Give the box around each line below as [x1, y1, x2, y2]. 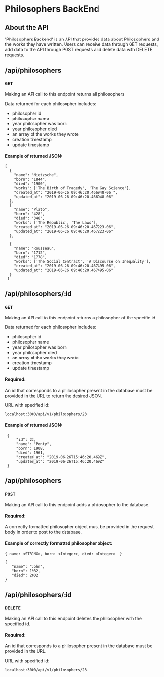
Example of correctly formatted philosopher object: [5, 540, 113, 546]
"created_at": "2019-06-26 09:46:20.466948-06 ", [14, 190, 118, 195]
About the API [5, 23, 49, 32]
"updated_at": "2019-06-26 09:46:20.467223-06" [14, 229, 113, 234]
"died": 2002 [11, 573, 38, 578]
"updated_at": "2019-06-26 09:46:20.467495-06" [14, 268, 113, 273]
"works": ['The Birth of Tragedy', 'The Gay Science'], [14, 185, 131, 191]
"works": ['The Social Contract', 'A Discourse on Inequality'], [14, 259, 151, 264]
